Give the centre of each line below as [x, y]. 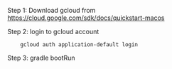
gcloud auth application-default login [79, 45]
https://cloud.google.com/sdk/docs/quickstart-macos [86, 18]
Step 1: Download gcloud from [52, 10]
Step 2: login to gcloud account [53, 32]
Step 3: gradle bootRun [41, 58]
